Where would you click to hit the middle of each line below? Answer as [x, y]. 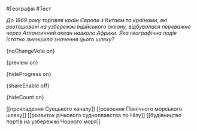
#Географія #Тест [29, 9]
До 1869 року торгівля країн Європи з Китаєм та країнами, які [87, 20]
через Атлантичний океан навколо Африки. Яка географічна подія [91, 33]
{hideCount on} [25, 97]
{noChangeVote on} [31, 51]
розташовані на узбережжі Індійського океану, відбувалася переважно [99, 27]
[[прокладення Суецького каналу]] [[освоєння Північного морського [94, 109]
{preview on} [22, 63]
